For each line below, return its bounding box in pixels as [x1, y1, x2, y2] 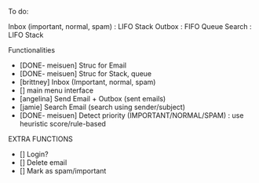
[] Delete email [19, 158, 67, 167]
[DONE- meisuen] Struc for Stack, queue [19, 69, 152, 78]
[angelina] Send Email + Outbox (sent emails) [19, 94, 166, 103]
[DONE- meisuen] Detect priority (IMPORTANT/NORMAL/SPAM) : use [19, 111, 244, 120]
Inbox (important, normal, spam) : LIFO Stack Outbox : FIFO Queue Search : [8, 22, 253, 31]
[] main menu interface [19, 86, 94, 95]
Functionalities [8, 46, 56, 54]
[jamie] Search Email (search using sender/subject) [19, 102, 186, 112]
